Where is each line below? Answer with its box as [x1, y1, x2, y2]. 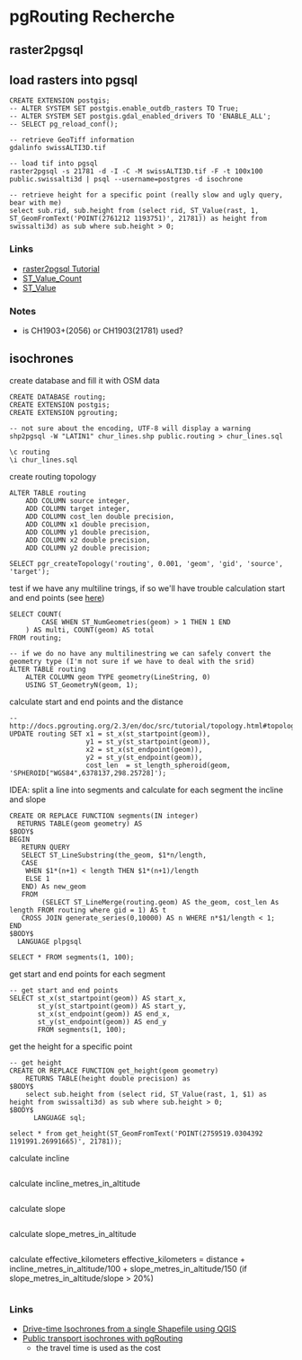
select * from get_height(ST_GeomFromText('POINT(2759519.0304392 [9, 1129, 263, 1138]
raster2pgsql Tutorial [22, 263, 101, 274]
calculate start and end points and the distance [9, 696, 184, 707]
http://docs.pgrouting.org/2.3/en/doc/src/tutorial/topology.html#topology [9, 721, 299, 730]
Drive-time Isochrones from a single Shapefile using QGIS [22, 1323, 236, 1335]
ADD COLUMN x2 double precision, [25, 535, 151, 544]
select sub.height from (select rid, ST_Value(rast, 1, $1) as [25, 1090, 268, 1099]
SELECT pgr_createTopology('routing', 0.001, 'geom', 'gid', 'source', [9, 559, 283, 568]
